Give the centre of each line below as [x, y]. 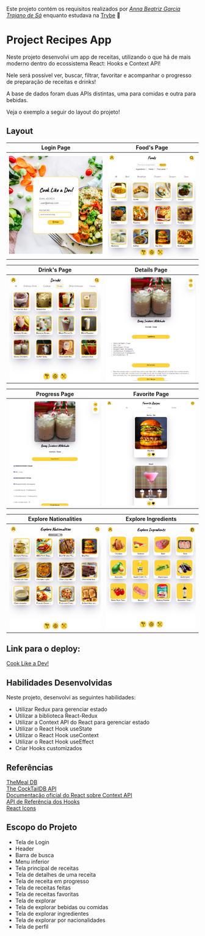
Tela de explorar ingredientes [52, 913]
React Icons [21, 808]
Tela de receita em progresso [52, 881]
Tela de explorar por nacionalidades [60, 920]
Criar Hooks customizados [49, 748]
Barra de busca [34, 855]
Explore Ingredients [151, 519]
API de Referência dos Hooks [43, 802]
